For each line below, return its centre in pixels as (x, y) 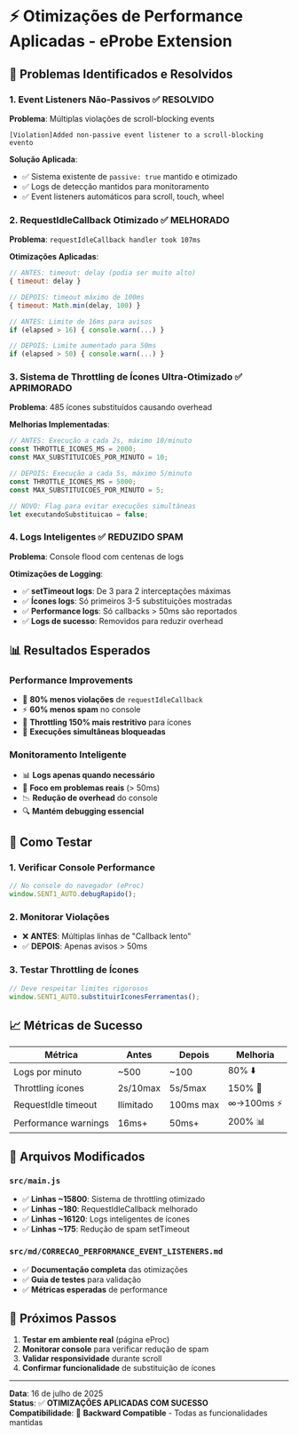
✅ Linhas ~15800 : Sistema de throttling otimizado (114, 1199)
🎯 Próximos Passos (63, 1318)
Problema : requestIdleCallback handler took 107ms (105, 239)
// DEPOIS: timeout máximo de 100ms (77, 297)
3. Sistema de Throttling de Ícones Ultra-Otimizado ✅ (126, 377)
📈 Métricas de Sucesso (76, 1026)
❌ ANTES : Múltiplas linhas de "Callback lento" (106, 936)
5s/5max (188, 1088)
